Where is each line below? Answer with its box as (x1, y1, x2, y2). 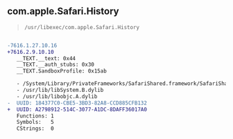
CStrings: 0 (16, 125, 54, 132)
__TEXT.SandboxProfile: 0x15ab (16, 68, 107, 75)
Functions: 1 (16, 112, 54, 120)
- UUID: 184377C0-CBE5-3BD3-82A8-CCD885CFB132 (7, 100, 148, 106)
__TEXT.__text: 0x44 (16, 55, 76, 62)
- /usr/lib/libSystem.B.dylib (16, 86, 104, 94)
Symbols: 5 (16, 119, 54, 126)
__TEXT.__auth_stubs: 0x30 (16, 62, 95, 68)
